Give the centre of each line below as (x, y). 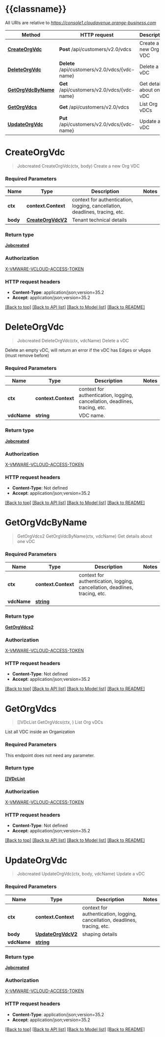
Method (31, 34)
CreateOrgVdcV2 (47, 220)
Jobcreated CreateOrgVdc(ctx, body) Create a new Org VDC (78, 166)
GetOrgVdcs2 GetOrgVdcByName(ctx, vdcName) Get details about (84, 536)
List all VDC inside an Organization (40, 732)
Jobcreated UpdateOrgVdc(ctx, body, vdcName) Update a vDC (81, 874)
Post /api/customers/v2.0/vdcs (95, 49)
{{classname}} (36, 9)
